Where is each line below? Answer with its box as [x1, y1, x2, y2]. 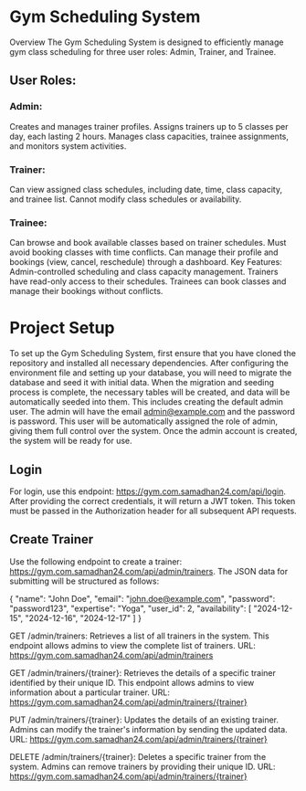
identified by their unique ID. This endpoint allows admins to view [9, 677, 255, 688]
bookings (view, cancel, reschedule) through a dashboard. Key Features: [9, 257, 283, 268]
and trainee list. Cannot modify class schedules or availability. [9, 194, 242, 205]
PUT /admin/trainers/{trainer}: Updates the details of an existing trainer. [9, 714, 279, 725]
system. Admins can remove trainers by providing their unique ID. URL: [9, 761, 276, 772]
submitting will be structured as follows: [9, 575, 160, 586]
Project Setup [9, 318, 116, 339]
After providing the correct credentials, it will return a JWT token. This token [9, 495, 296, 506]
